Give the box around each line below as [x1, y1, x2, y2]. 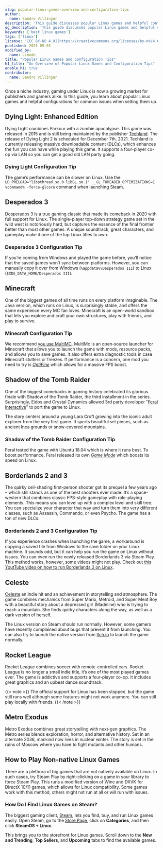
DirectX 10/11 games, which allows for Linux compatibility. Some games [5, 784, 147, 790]
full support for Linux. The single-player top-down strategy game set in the [5, 216, 155, 222]
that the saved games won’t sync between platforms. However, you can [5, 260, 148, 265]
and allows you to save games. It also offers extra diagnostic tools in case [5, 351, 153, 357]
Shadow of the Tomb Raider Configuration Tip [5, 436, 115, 443]
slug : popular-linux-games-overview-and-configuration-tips [5, 7, 130, 12]
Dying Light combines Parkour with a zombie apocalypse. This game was [5, 125, 152, 131]
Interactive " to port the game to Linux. [5, 404, 81, 410]
